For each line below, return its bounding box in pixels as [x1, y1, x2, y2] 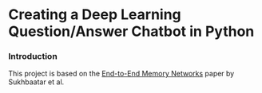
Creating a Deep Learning [8, 6, 181, 24]
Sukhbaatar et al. [8, 77, 65, 87]
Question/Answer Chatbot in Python [8, 22, 255, 41]
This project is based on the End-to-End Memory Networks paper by [8, 69, 235, 79]
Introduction [8, 51, 58, 62]
